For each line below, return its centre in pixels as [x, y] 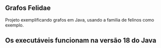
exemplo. [14, 25]
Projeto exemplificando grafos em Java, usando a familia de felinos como [80, 20]
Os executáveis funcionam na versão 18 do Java [81, 40]
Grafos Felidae [28, 8]
